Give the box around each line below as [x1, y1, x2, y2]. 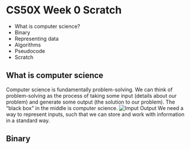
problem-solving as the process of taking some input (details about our [6, 92, 177, 99]
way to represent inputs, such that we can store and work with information [6, 111, 185, 118]
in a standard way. [6, 117, 50, 124]
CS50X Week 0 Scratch [6, 3, 122, 17]
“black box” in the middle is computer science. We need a [6, 104, 184, 111]
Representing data [14, 35, 59, 42]
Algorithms [14, 41, 41, 48]
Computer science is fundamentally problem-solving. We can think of [6, 86, 173, 93]
